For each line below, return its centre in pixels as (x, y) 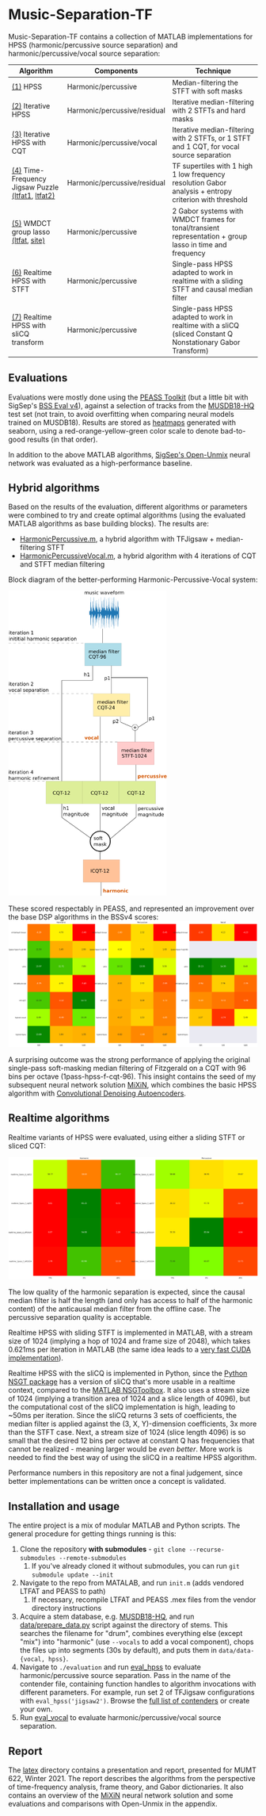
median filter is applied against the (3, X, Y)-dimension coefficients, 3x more (133, 1424)
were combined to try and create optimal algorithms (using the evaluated (127, 515)
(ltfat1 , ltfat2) (33, 195)
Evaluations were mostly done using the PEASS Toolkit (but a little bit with (128, 397)
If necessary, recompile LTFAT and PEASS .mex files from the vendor (144, 1600)
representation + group (210, 236)
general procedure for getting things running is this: (92, 1534)
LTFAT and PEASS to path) (63, 1592)
